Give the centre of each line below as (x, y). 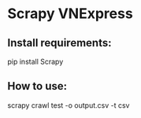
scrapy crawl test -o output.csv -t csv (69, 105)
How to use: (37, 86)
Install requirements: (59, 43)
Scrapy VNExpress (70, 14)
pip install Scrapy (35, 61)
